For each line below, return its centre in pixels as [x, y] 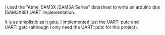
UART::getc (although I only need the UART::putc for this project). [71, 27]
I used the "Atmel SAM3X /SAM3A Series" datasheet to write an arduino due [82, 7]
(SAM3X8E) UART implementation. [40, 12]
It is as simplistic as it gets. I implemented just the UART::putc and [72, 22]
